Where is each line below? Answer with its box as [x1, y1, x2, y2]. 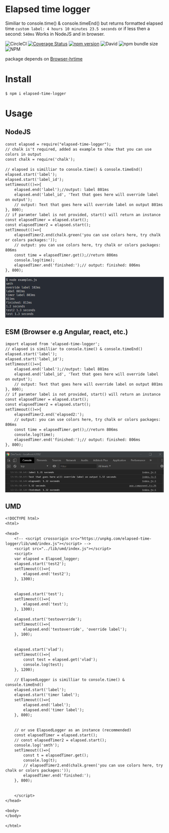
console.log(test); [23, 662, 64, 667]
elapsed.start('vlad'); [14, 647, 64, 652]
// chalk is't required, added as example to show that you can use [5, 147, 152, 152]
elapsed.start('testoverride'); [14, 617, 82, 622]
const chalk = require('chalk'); [5, 157, 75, 162]
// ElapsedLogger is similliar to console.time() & [14, 677, 125, 682]
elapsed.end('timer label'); [23, 708, 84, 713]
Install [5, 74, 32, 85]
